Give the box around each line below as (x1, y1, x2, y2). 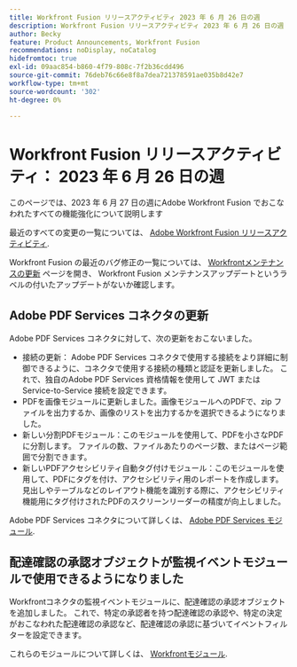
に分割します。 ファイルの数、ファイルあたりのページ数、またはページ (21, 441, 280, 451)
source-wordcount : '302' (9, 87, 101, 96)
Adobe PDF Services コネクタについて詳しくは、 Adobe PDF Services (9, 515, 265, 526)
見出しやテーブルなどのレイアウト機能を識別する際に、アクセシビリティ (21, 485, 285, 496)
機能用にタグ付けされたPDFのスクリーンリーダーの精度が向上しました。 (21, 496, 286, 506)
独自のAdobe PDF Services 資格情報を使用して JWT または (44, 374, 262, 385)
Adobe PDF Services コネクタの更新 (9, 308, 209, 323)
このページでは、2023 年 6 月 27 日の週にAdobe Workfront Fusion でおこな (9, 197, 285, 208)
